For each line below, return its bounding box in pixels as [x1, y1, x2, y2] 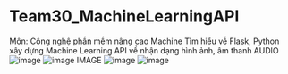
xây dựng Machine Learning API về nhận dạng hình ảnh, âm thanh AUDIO [9, 45, 279, 55]
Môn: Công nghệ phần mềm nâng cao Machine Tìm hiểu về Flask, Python [9, 36, 280, 46]
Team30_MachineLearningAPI [9, 6, 240, 27]
